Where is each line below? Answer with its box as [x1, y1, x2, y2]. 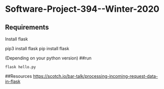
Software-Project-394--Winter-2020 [5, 3, 160, 15]
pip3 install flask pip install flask [5, 46, 70, 51]
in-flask [5, 79, 21, 84]
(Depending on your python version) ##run [5, 55, 92, 61]
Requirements [5, 23, 49, 31]
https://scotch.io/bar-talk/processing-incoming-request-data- [33, 73, 158, 79]
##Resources [5, 73, 32, 79]
